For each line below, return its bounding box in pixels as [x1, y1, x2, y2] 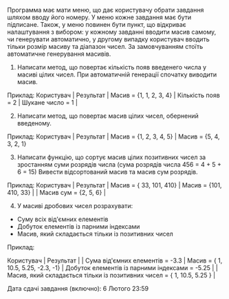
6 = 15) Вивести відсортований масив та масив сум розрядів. [17, 168, 198, 176]
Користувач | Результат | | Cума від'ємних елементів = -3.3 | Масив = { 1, [7, 256, 223, 265]
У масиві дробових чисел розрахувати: [17, 202, 133, 209]
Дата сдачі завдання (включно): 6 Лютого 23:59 [7, 285, 149, 292]
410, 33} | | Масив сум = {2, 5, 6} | [7, 189, 107, 196]
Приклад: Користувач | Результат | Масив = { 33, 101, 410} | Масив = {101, [7, 181, 222, 189]
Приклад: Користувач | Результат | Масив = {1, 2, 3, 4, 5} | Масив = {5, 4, [7, 132, 220, 141]
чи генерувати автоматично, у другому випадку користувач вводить [7, 35, 210, 43]
